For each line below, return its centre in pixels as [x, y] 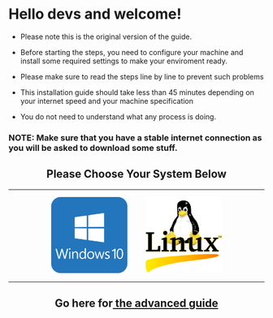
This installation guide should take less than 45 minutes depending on [137, 92]
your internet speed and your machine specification [106, 101]
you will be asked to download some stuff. [93, 148]
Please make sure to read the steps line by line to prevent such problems [142, 76]
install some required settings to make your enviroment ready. [123, 61]
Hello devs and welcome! [95, 14]
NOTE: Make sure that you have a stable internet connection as [135, 137]
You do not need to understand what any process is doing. [118, 116]
